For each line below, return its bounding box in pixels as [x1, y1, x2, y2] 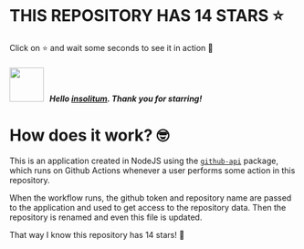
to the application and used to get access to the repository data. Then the [9, 202, 287, 213]
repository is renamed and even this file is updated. [9, 212, 203, 223]
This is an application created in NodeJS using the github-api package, [9, 155, 278, 167]
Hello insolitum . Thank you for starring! [48, 93, 203, 104]
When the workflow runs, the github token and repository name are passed [9, 192, 292, 203]
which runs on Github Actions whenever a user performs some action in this [9, 165, 296, 176]
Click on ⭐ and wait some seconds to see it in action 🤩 [9, 42, 214, 53]
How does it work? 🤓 [9, 125, 170, 145]
